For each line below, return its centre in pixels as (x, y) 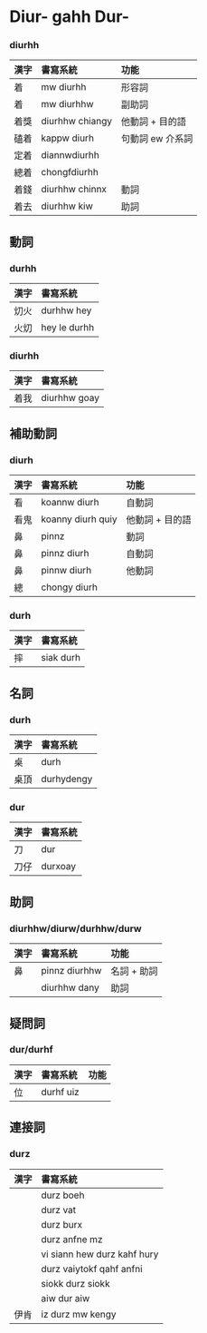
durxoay (59, 867)
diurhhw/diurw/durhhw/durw (75, 928)
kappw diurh (68, 138)
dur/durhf (32, 1050)
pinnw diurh (66, 571)
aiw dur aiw (66, 1298)
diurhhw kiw (67, 206)
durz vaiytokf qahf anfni (92, 1269)
